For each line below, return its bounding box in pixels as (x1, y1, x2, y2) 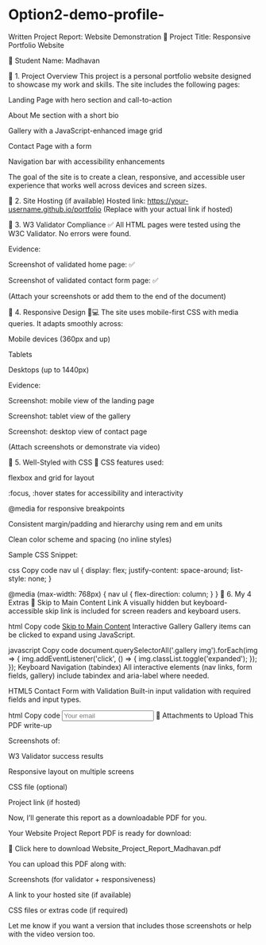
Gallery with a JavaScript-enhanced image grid (8, 126, 163, 135)
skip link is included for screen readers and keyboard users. (44, 606, 241, 616)
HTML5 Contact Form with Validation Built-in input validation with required (8, 686, 252, 695)
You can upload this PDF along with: (8, 859, 127, 869)
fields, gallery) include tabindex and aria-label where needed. (8, 671, 210, 680)
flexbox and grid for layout (8, 472, 95, 482)
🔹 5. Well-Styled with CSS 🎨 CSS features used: (8, 457, 164, 467)
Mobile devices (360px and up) (8, 334, 111, 344)
